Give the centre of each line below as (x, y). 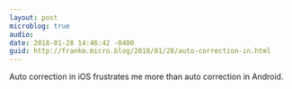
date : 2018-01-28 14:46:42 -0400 (72, 43)
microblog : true (40, 26)
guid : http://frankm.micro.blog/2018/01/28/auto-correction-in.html (140, 51)
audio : (22, 34)
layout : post (34, 18)
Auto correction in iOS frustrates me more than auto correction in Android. (146, 76)
